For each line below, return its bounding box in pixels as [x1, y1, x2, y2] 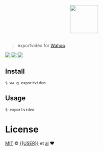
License [5, 124, 39, 135]
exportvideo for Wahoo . [17, 42, 66, 48]
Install [5, 67, 25, 76]
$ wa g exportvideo [5, 80, 46, 85]
